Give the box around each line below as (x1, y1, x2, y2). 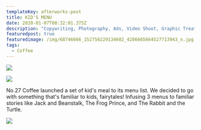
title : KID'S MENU (6, 14, 52, 20)
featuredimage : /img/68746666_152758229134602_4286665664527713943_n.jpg (6, 37, 194, 43)
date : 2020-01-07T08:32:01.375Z (6, 20, 87, 26)
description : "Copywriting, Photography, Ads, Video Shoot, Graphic (6, 25, 181, 32)
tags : (6, 43, 20, 49)
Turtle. (6, 105, 22, 113)
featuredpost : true (6, 31, 55, 37)
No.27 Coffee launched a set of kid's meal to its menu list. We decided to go (6, 86, 194, 93)
